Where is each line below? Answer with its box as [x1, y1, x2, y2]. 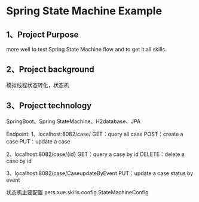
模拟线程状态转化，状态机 [6, 81, 69, 88]
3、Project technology [6, 100, 92, 111]
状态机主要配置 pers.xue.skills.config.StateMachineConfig [6, 188, 149, 195]
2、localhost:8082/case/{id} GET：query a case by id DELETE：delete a [6, 151, 185, 158]
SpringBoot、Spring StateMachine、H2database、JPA [6, 118, 141, 125]
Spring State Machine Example [6, 4, 163, 18]
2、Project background [6, 65, 94, 75]
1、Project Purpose [6, 29, 79, 39]
